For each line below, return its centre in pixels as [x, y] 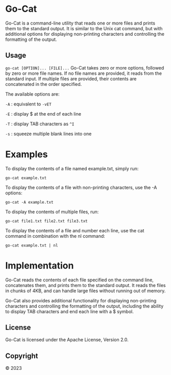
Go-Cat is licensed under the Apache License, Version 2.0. [67, 340]
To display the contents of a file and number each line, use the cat [75, 230]
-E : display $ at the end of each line [43, 114]
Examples [27, 154]
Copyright [22, 356]
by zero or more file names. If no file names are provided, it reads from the [84, 73]
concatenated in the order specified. [44, 84]
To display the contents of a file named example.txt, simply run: [72, 168]
